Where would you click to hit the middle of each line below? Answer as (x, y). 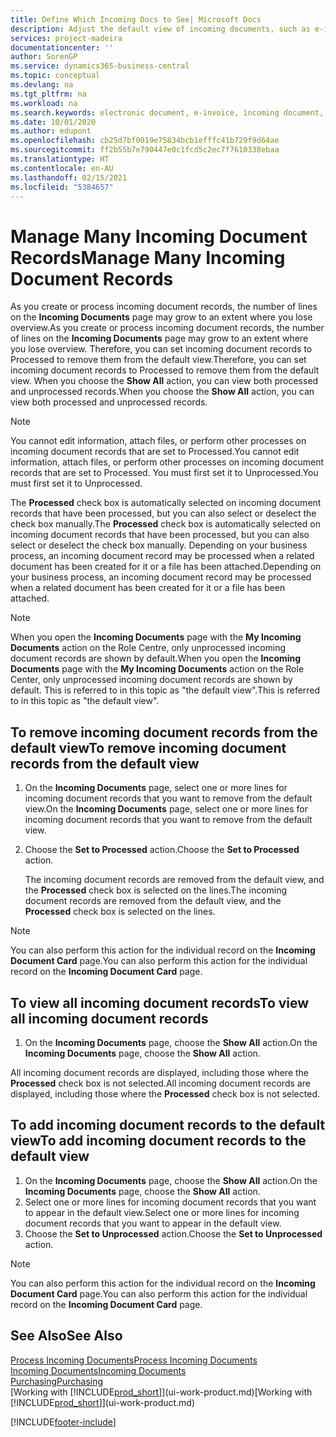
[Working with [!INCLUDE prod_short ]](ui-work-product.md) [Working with (161, 1392)
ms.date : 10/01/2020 (53, 122)
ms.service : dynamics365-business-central (100, 66)
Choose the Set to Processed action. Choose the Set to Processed (162, 850)
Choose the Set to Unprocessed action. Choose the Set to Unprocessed (173, 1233)
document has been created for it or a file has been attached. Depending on (166, 567)
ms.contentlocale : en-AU (62, 168)
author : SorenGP (44, 57)
